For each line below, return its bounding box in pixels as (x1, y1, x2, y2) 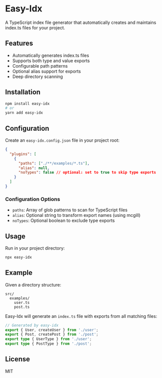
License (5, 355, 30, 364)
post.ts (14, 304, 30, 309)
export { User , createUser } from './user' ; (5, 327, 99, 332)
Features (5, 39, 33, 48)
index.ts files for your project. (5, 24, 65, 30)
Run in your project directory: (5, 245, 65, 251)
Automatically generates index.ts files (12, 52, 89, 58)
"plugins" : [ (9, 151, 37, 157)
